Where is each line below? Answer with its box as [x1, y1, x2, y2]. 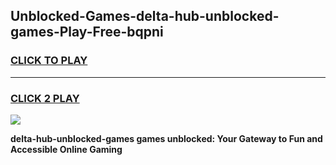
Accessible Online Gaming [10, 143, 123, 155]
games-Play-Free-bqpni [10, 24, 164, 41]
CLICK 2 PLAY [10, 91, 80, 105]
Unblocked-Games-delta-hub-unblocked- [10, 8, 280, 25]
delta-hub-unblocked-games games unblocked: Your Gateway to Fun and [10, 132, 323, 144]
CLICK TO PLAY [10, 54, 88, 68]
